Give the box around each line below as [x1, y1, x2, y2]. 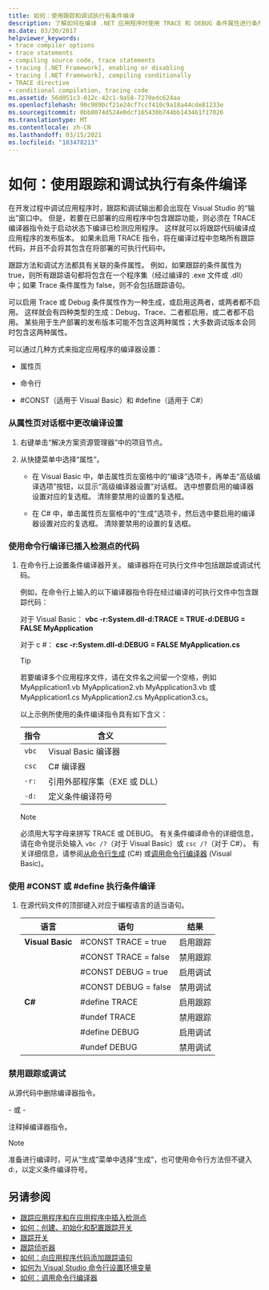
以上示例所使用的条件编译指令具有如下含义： [19, 710, 168, 720]
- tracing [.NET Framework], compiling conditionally [8, 71, 192, 79]
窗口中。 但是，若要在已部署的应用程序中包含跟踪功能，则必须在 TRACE [18, 213, 256, 223]
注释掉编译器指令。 [8, 1122, 72, 1131]
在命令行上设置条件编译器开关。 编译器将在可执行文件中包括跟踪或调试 [19, 560, 254, 570]
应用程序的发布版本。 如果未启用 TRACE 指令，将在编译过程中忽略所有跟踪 [8, 233, 255, 243]
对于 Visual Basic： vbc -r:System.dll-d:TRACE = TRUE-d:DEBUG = [19, 615, 246, 624]
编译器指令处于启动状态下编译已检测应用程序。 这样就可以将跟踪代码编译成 [8, 224, 256, 233]
